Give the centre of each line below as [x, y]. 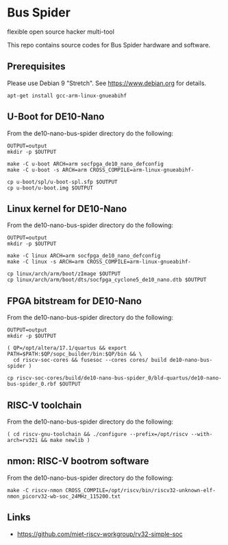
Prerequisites [36, 67]
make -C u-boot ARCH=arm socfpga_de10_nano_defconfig [86, 164]
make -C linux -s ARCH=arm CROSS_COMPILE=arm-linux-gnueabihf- [99, 262]
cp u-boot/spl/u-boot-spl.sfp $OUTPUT [62, 182]
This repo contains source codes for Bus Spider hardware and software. [109, 45]
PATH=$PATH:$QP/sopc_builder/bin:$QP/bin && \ [75, 354]
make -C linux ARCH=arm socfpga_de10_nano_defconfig [84, 256]
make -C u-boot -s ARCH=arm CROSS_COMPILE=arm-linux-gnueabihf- [101, 170]
